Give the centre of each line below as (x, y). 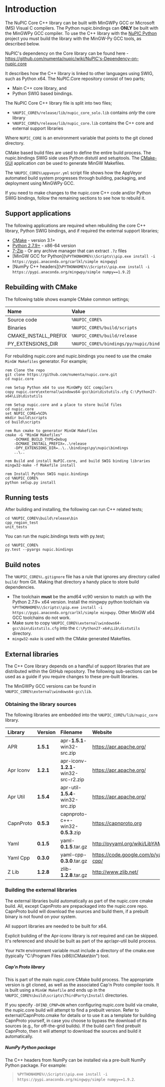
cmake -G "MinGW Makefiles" (34, 435)
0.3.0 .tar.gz (74, 861)
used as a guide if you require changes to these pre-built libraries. (72, 677)
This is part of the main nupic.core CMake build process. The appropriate (79, 979)
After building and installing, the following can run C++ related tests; (74, 509)
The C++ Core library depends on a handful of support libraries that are (78, 666)
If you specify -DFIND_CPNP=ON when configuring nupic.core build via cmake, (82, 1005)
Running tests (27, 497)
